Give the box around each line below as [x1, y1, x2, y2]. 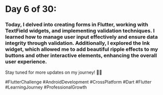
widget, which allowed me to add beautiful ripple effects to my [5, 46, 159, 53]
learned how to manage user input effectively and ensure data [5, 34, 158, 41]
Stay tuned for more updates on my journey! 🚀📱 [5, 69, 103, 75]
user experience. [5, 58, 47, 65]
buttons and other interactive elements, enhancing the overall [5, 52, 157, 59]
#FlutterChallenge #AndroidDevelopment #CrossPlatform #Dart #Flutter [5, 79, 152, 85]
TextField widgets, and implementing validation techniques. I [5, 27, 155, 34]
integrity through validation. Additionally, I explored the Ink [5, 40, 150, 47]
